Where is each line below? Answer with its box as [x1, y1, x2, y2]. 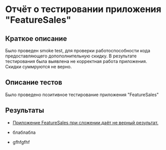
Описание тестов [5, 78, 62, 87]
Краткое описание [5, 34, 67, 43]
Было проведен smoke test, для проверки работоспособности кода [5, 48, 150, 53]
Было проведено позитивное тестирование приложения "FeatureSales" [5, 92, 159, 98]
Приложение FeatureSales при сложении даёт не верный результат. [12, 119, 158, 125]
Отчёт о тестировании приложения [5, 4, 161, 15]
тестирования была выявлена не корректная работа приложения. [5, 58, 147, 64]
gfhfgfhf [12, 139, 30, 145]
